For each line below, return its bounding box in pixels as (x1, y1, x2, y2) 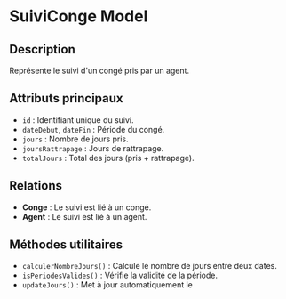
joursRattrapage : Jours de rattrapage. (21, 142, 164, 153)
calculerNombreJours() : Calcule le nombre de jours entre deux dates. (21, 261, 277, 271)
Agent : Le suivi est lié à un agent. (21, 211, 147, 222)
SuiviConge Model (9, 6, 148, 27)
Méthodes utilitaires (9, 238, 123, 253)
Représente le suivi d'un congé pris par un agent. (9, 65, 189, 76)
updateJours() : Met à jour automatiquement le (21, 279, 194, 290)
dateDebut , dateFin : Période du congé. (21, 124, 165, 134)
